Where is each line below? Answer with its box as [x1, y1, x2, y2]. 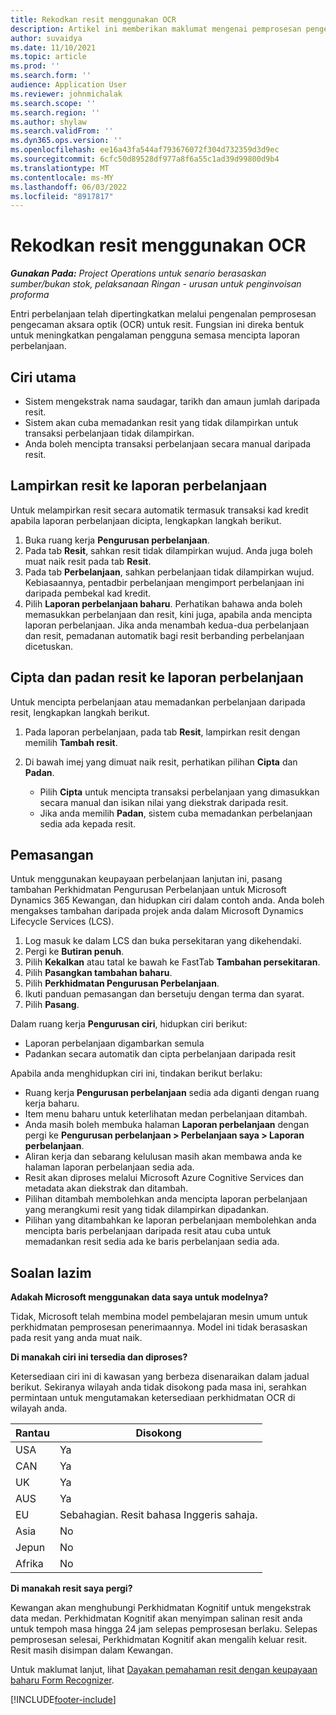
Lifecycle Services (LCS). [10, 916, 115, 928]
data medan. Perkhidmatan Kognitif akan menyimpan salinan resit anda [10, 1612, 303, 1625]
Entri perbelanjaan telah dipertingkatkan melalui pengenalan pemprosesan [10, 308, 317, 320]
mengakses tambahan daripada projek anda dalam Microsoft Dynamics [10, 905, 304, 917]
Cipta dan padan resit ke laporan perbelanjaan [10, 669, 304, 686]
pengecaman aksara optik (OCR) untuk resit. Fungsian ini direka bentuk [10, 319, 305, 331]
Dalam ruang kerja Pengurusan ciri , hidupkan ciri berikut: [10, 1018, 248, 1030]
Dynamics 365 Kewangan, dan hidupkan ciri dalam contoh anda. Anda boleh [10, 894, 325, 906]
